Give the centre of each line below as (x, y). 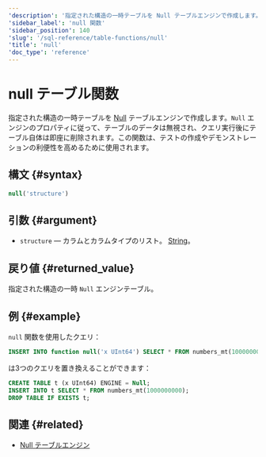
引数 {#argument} (53, 220)
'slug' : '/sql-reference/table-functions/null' (88, 38)
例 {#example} (45, 316)
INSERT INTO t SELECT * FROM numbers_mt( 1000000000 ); (99, 390)
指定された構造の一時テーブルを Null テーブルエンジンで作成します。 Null (127, 117)
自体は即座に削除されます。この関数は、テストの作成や (118, 137)
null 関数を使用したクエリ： (55, 337)
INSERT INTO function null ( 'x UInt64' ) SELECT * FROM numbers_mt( (120, 352)
